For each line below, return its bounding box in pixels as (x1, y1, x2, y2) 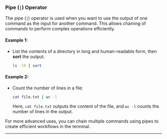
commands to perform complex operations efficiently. (5, 26, 115, 32)
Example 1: (5, 37, 28, 43)
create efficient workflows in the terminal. (5, 124, 90, 130)
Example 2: (5, 73, 29, 79)
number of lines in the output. (12, 109, 73, 115)
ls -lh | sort (12, 63, 42, 68)
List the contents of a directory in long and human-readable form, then (12, 48, 157, 54)
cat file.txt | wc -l (12, 94, 58, 99)
